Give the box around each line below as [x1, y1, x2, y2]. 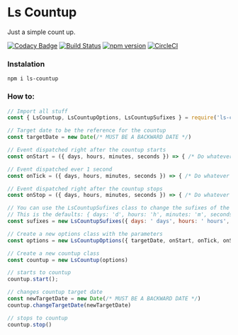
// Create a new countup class [7, 249, 100, 257]
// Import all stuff [7, 108, 69, 115]
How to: [7, 91, 35, 101]
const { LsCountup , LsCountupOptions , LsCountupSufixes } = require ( [7, 114, 217, 121]
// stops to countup [7, 314, 69, 322]
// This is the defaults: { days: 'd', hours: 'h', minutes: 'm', [7, 211, 208, 218]
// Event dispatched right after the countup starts [7, 147, 166, 154]
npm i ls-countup [7, 75, 59, 82]
